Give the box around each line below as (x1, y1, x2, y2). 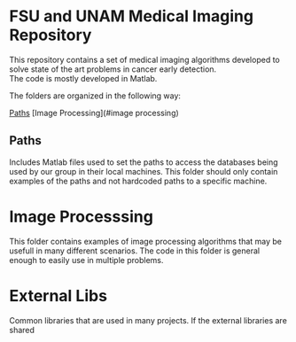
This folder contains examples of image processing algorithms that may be (9, 236, 282, 246)
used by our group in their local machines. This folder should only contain (9, 166, 278, 176)
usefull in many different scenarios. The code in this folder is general (9, 245, 260, 256)
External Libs (9, 285, 108, 306)
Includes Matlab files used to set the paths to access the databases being (9, 157, 278, 167)
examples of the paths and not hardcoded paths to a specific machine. (9, 175, 268, 186)
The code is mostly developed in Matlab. (9, 73, 158, 83)
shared (9, 324, 35, 335)
